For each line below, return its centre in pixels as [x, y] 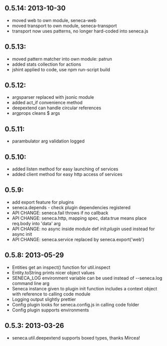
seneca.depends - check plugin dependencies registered [71, 207]
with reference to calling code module [51, 294]
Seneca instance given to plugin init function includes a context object [85, 288]
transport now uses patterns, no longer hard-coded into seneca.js [80, 31]
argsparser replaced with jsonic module [53, 97]
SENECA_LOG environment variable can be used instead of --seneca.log [87, 278]
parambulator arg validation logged [48, 141]
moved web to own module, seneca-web [54, 20]
